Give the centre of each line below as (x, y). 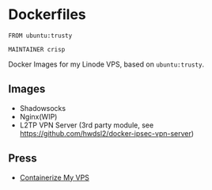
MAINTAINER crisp (37, 49)
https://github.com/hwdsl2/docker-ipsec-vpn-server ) (107, 133)
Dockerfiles (47, 15)
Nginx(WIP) (38, 116)
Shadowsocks (42, 108)
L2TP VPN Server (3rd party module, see (87, 125)
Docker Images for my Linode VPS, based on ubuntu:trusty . (106, 64)
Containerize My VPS (54, 177)
